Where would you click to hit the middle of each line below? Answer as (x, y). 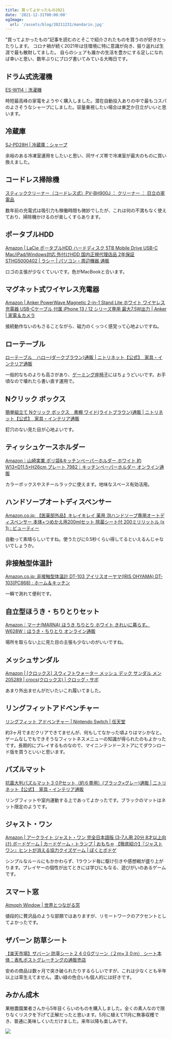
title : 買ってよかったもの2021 (35, 10)
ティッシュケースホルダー (45, 447)
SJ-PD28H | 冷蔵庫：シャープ (36, 145)
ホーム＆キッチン (52, 583)
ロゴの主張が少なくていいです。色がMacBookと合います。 (66, 271)
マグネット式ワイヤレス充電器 (52, 289)
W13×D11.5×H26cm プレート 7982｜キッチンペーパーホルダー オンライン (82, 467)
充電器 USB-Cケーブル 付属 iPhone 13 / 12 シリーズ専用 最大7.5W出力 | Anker (86, 309)
